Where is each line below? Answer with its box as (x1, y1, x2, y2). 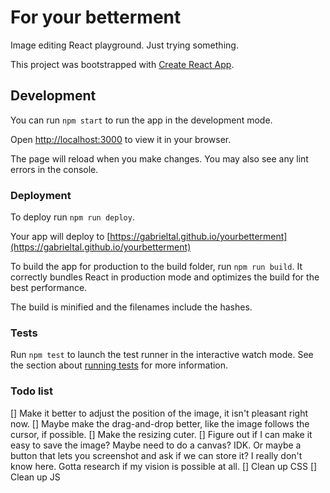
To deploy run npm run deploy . (10, 211, 135, 223)
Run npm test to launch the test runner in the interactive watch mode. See (10, 349, 314, 361)
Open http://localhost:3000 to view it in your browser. (10, 133, 232, 145)
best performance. (10, 282, 88, 294)
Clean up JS (10, 471, 61, 483)
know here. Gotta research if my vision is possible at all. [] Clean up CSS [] (10, 460, 318, 472)
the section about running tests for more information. (10, 359, 229, 371)
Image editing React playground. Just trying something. (10, 39, 239, 51)
